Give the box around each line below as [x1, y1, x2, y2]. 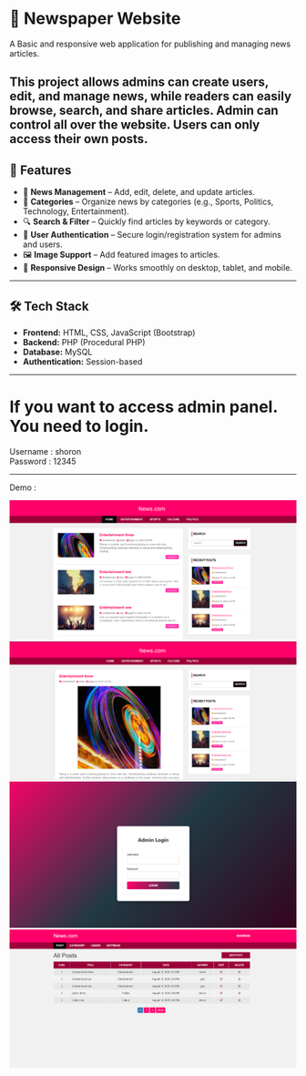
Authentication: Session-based [22, 355, 143, 367]
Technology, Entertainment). [22, 206, 129, 217]
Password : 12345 [9, 456, 76, 466]
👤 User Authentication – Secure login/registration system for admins [22, 230, 282, 241]
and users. [22, 239, 63, 250]
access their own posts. [9, 131, 148, 147]
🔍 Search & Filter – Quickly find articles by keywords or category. [22, 216, 270, 227]
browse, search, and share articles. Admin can [9, 103, 280, 118]
